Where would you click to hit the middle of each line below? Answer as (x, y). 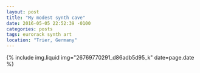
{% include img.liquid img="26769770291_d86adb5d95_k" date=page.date (100, 57)
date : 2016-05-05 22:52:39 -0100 (49, 23)
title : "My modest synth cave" (46, 18)
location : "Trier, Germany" (42, 40)
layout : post (23, 12)
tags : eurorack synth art (39, 35)
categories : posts (29, 29)
